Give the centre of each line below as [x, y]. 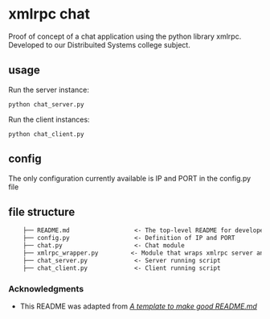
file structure [42, 211]
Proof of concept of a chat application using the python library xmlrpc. [125, 36]
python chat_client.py [46, 134]
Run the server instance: [49, 89]
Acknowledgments [46, 288]
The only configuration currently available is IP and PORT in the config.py [130, 178]
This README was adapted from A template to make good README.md [138, 306]
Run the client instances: [49, 119]
